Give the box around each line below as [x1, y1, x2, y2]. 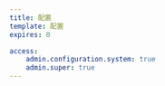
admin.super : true [25, 63, 95, 72]
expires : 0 [9, 30, 51, 39]
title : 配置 [9, 13, 52, 23]
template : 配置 [9, 22, 64, 31]
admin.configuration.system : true [25, 55, 156, 64]
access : [9, 46, 39, 55]
